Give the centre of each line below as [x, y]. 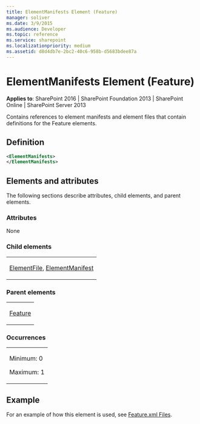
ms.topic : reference [32, 35]
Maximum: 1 [27, 372]
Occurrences [26, 337]
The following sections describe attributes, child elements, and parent [93, 196]
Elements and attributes [52, 181]
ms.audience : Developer [36, 29]
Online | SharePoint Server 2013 [46, 105]
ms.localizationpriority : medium [48, 46]
